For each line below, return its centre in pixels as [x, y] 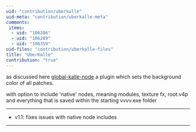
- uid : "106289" [31, 38]
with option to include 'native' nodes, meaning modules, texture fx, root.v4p [97, 94]
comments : [18, 22]
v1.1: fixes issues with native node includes [66, 117]
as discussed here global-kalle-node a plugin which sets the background [94, 77]
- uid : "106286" [31, 33]
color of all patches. [30, 83]
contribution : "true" [32, 60]
